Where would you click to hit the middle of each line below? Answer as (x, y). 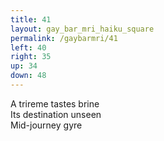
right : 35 (31, 57)
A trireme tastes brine (55, 103)
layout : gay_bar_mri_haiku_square (82, 29)
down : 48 (28, 76)
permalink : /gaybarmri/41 (64, 38)
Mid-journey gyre (46, 125)
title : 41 (31, 19)
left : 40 (28, 47)
